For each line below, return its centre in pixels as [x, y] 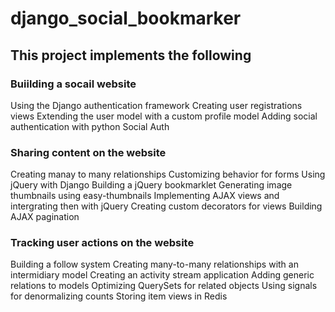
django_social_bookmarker [126, 18]
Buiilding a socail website [73, 84]
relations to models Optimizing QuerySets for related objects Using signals [164, 286]
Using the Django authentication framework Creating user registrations [156, 105]
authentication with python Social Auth [90, 126]
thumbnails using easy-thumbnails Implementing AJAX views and [145, 196]
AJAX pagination [45, 217]
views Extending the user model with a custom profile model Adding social [164, 116]
